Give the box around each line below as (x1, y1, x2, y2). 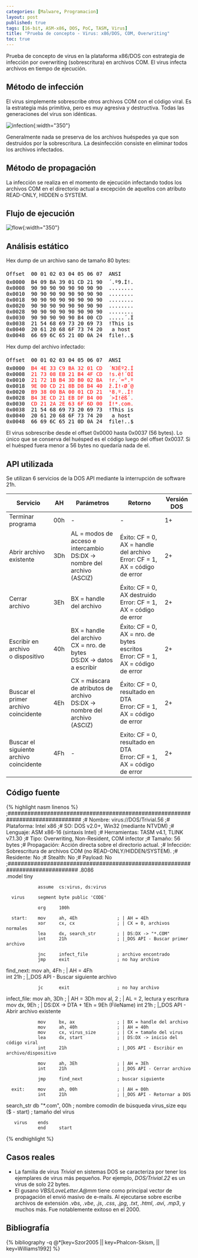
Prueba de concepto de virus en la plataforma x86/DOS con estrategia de (6, 53, 185, 59)
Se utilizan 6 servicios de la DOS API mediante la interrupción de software (6, 475, 186, 482)
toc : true (6, 36, 31, 42)
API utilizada (6, 459, 54, 469)
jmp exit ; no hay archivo (37, 956, 160, 962)
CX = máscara (70, 677, 110, 685)
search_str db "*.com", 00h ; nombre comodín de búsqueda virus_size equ (6, 1102, 187, 1109)
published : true (6, 20, 46, 25)
